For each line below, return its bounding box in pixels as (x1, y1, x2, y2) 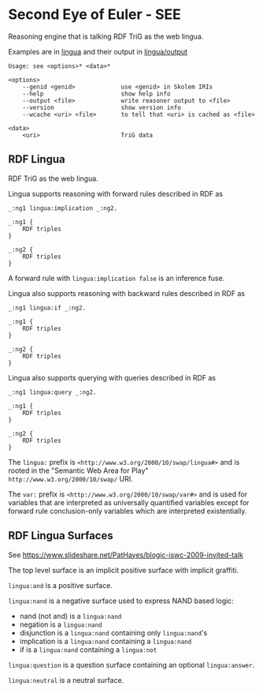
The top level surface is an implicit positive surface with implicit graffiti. (8, 565, 239, 575)
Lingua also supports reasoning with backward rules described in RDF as (8, 288, 246, 298)
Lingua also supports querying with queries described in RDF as (8, 373, 217, 382)
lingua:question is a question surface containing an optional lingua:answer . (8, 660, 254, 669)
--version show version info (22, 103, 181, 111)
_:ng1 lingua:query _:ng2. (8, 388, 97, 396)
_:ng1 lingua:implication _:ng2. (8, 204, 118, 212)
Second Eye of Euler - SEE (8, 6, 181, 24)
